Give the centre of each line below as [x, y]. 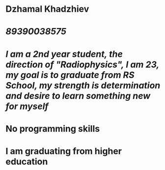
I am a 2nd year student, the [64, 54]
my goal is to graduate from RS [70, 75]
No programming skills [53, 128]
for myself [27, 106]
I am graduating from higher [64, 151]
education [27, 161]
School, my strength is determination [83, 85]
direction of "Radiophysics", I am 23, [82, 64]
